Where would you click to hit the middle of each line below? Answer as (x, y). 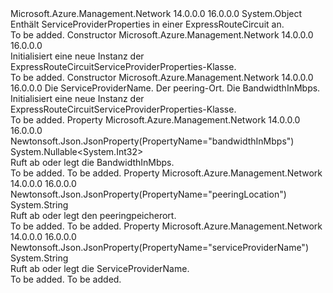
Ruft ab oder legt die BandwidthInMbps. (92, 162)
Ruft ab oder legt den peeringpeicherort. (93, 215)
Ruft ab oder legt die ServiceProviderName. (100, 268)
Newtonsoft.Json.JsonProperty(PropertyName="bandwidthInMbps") (152, 141)
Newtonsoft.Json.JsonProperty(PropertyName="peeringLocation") (148, 194)
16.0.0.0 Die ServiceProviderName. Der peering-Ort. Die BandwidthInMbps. (165, 88)
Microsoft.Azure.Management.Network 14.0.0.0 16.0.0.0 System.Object (156, 13)
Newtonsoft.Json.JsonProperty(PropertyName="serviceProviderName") (159, 247)
